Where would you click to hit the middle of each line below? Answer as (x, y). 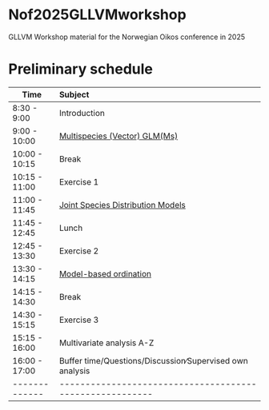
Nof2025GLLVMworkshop (97, 15)
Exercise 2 (79, 251)
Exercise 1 (79, 181)
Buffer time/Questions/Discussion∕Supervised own (153, 360)
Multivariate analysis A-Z (106, 343)
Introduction (82, 113)
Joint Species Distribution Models (122, 205)
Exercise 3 (79, 320)
